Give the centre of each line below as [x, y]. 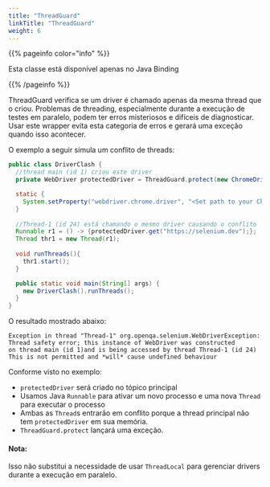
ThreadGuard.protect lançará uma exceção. [92, 430]
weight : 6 [25, 31]
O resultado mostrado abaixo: [57, 321]
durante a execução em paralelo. [63, 475]
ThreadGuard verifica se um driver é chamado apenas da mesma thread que [135, 100]
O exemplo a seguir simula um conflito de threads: [92, 150]
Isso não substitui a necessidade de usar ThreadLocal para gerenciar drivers [134, 466]
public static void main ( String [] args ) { [88, 283]
